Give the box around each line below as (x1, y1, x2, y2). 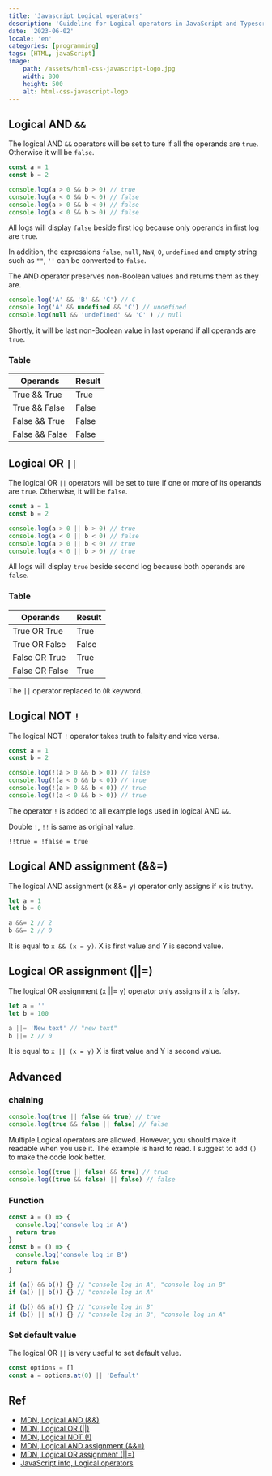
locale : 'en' (8, 34, 53, 43)
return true (15, 1228, 57, 1236)
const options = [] (8, 1363, 74, 1372)
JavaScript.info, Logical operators (19, 1458, 134, 1468)
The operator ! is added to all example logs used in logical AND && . (8, 805, 232, 816)
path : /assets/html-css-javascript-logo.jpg (23, 65, 176, 73)
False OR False (12, 665, 69, 676)
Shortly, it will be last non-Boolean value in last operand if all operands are (8, 326, 257, 335)
